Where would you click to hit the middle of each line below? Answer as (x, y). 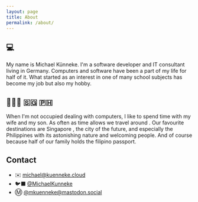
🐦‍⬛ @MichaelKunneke (43, 184)
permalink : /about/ (30, 23)
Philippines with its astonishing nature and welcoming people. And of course (99, 135)
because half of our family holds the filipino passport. (71, 142)
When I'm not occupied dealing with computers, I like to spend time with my (98, 116)
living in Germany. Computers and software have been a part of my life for (96, 71)
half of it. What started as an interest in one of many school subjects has (94, 77)
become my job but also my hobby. (49, 84)
